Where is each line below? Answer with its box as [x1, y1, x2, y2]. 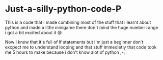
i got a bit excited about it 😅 [5, 30, 62, 35]
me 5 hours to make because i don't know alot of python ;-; [5, 49, 125, 55]
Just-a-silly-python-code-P [5, 3, 122, 15]
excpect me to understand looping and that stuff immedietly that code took [5, 44, 157, 50]
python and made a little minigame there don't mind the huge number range [5, 24, 159, 30]
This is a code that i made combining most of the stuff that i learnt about [5, 19, 151, 25]
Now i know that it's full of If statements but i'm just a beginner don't [5, 39, 144, 45]
